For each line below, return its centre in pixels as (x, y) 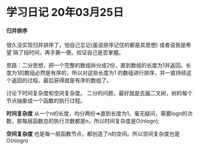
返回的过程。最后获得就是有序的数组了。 (62, 80)
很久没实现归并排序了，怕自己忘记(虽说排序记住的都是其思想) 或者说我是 (96, 45)
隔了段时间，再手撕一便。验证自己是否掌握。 (68, 52)
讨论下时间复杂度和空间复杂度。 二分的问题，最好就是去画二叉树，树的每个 (99, 93)
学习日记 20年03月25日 (65, 12)
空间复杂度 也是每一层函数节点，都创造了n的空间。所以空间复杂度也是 (93, 134)
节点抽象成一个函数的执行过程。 (46, 101)
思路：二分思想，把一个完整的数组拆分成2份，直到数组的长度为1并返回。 (96, 65)
